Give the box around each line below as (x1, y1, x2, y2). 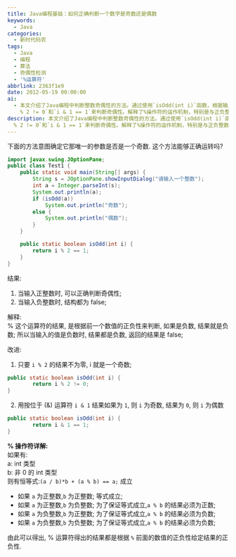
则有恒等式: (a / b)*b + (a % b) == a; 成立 (7, 477, 133, 485)
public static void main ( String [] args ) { (20, 169, 146, 176)
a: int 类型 (7, 459, 37, 468)
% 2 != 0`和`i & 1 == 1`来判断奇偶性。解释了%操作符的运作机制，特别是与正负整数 (13, 121, 230, 129)
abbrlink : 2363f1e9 (7, 82, 65, 89)
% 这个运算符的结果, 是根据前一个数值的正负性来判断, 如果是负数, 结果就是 (7, 321, 223, 330)
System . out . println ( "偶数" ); (44, 215, 129, 222)
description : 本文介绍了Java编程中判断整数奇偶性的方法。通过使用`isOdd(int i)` (7, 115, 225, 122)
